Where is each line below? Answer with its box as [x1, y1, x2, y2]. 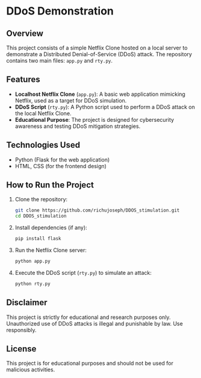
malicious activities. [6, 366, 55, 373]
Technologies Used [6, 140, 80, 150]
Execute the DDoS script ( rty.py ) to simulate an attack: [14, 269, 152, 276]
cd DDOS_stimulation [14, 213, 67, 219]
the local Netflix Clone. [14, 110, 72, 117]
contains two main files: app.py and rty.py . [6, 57, 113, 64]
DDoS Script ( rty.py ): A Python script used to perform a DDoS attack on [14, 103, 196, 110]
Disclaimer [6, 297, 48, 308]
